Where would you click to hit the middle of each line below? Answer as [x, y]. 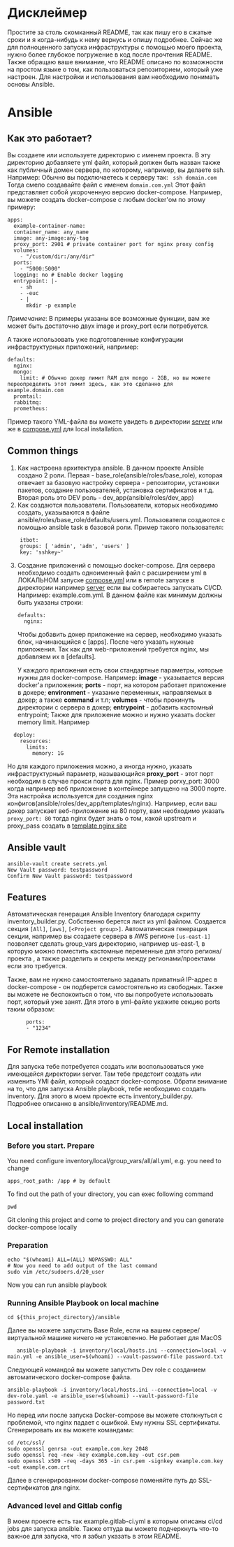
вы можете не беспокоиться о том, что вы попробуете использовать [110, 995]
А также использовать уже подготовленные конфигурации [95, 339]
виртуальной [27, 1338]
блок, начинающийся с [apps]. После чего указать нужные [105, 642]
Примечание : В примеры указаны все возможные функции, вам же [109, 318]
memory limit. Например [53, 722]
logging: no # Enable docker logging [68, 275]
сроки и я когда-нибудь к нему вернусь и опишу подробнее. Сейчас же [115, 39]
